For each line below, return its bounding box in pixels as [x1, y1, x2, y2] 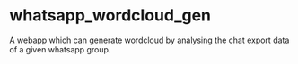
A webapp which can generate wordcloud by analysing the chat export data [9, 35, 290, 45]
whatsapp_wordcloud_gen [9, 5, 212, 26]
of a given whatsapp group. [9, 44, 111, 54]
